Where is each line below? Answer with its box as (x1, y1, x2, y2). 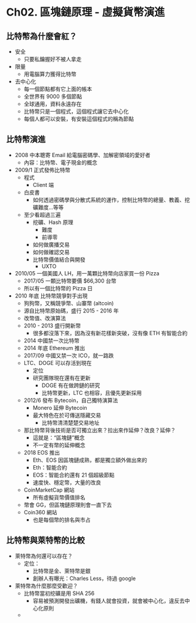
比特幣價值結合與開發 (32, 256, 85, 263)
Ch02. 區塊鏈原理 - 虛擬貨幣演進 (6, 5, 166, 19)
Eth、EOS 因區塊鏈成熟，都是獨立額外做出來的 (32, 456, 148, 464)
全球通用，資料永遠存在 (23, 100, 82, 108)
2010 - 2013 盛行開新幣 (23, 322, 81, 329)
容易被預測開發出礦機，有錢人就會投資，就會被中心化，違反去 (32, 597, 185, 604)
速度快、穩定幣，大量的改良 (32, 478, 102, 486)
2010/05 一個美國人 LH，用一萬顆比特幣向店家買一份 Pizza (14, 269, 160, 277)
